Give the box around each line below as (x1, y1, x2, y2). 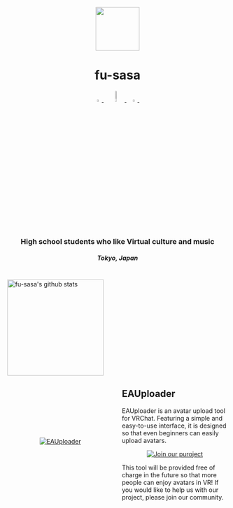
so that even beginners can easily (122, 428, 219, 437)
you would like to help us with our (122, 486, 219, 494)
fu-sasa (94, 67, 141, 83)
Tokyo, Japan (97, 254, 139, 262)
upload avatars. (122, 436, 167, 444)
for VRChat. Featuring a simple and (122, 414, 223, 422)
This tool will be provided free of (122, 463, 216, 472)
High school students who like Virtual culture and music (20, 236, 215, 246)
